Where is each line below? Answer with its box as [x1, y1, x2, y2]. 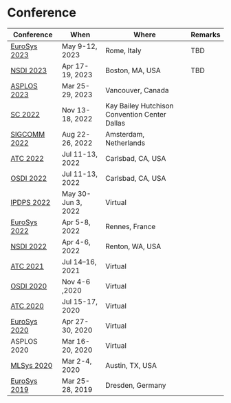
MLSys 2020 [10, 360, 53, 370]
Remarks [190, 30, 221, 39]
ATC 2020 [10, 301, 45, 311]
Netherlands [105, 138, 146, 148]
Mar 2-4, [61, 356, 92, 366]
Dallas [105, 118, 126, 128]
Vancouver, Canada [105, 85, 169, 95]
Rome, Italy [105, 46, 142, 55]
